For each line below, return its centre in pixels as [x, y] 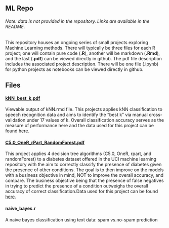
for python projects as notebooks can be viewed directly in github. [74, 69]
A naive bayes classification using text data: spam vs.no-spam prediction [81, 219]
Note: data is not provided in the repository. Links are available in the [77, 21]
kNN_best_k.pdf [23, 98]
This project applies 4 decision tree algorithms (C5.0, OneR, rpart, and [78, 154]
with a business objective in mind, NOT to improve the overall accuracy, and [84, 175]
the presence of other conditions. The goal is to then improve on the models [85, 170]
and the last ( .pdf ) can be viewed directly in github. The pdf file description [83, 58]
